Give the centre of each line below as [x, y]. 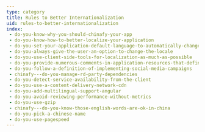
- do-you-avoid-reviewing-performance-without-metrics [80, 97]
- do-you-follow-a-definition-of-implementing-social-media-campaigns [100, 68]
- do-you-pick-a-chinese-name [47, 114]
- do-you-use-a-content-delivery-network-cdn [68, 86]
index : [15, 29]
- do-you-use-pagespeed [39, 119]
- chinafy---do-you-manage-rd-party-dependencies [73, 74]
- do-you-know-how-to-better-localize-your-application [81, 40]
